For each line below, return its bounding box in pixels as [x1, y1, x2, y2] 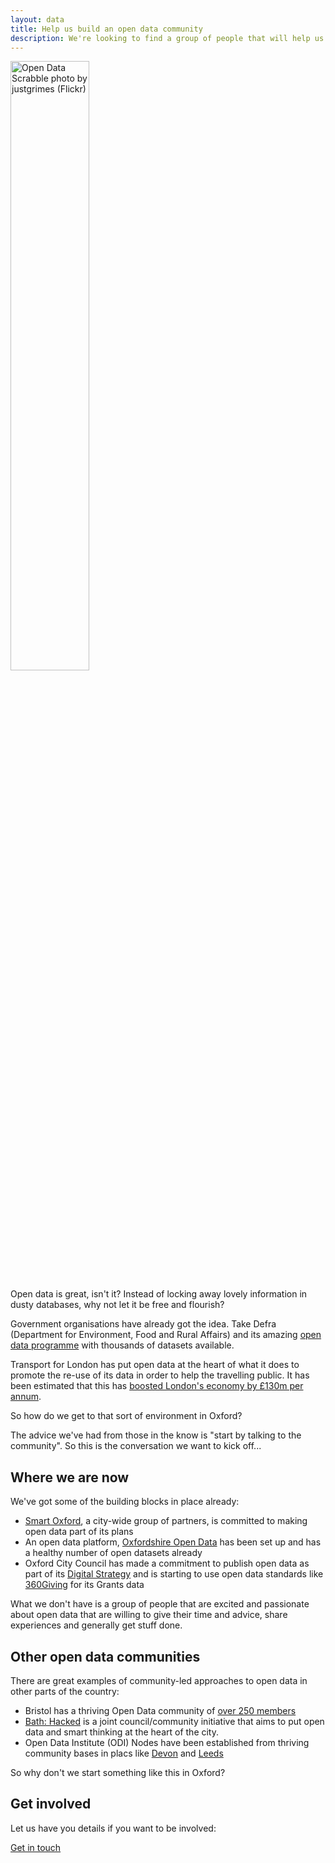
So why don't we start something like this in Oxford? [10, 1767, 226, 1778]
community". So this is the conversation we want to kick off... [10, 1440, 262, 1452]
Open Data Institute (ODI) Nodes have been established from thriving [24, 1737, 310, 1748]
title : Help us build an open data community [10, 24, 203, 34]
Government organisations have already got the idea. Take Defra [10, 1318, 277, 1330]
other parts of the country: [10, 1686, 120, 1697]
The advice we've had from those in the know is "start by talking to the [10, 1429, 302, 1441]
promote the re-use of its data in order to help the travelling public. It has [10, 1369, 310, 1381]
